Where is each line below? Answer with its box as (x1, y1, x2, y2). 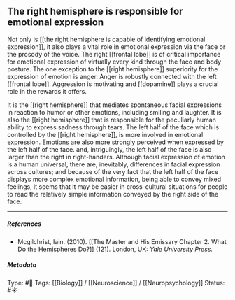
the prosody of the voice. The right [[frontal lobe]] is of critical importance (7, 50, 221, 58)
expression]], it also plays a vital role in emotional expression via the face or (7, 42, 226, 51)
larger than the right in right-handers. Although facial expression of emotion (7, 152, 226, 161)
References (7, 220, 42, 228)
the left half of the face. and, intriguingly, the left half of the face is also (7, 145, 212, 153)
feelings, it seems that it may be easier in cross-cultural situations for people (7, 182, 228, 191)
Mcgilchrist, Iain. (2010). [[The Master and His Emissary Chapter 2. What (17, 237, 227, 245)
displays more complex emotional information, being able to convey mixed (7, 175, 222, 183)
